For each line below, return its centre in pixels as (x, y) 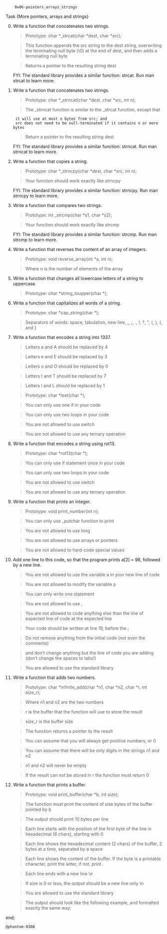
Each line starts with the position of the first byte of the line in (88, 829)
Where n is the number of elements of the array (74, 269)
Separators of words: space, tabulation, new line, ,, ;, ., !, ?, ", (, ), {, (94, 322)
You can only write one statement (60, 594)
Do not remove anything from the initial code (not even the (85, 638)
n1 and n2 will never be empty (56, 765)
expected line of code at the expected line (69, 618)
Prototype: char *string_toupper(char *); (66, 293)
